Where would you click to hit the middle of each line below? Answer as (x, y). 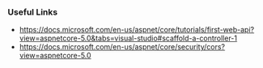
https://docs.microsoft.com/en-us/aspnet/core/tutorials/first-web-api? (137, 30)
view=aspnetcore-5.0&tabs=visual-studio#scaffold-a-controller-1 (128, 38)
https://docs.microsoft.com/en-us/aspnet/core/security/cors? (122, 47)
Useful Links (33, 12)
